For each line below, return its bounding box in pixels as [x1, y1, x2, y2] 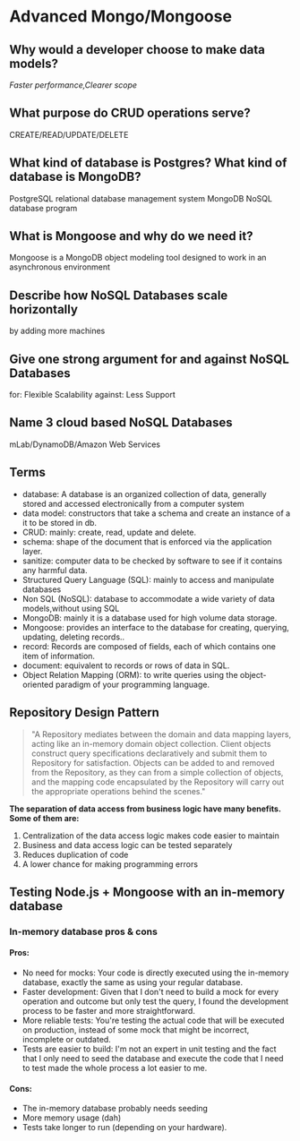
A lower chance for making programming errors [21, 858, 199, 870]
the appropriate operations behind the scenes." [30, 785, 206, 796]
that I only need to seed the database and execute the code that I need [21, 1053, 284, 1064]
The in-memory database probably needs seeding [21, 1103, 209, 1114]
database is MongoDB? [9, 169, 141, 184]
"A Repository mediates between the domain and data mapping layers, [30, 728, 292, 740]
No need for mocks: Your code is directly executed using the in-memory [21, 967, 289, 978]
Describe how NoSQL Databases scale [9, 287, 228, 303]
